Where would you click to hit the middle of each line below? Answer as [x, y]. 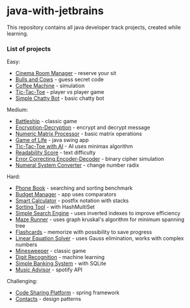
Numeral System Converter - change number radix [77, 165]
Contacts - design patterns [48, 299]
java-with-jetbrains [55, 11]
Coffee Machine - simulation [50, 86]
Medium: [17, 110]
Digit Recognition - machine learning [60, 257]
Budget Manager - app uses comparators [66, 194]
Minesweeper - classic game [51, 251]
